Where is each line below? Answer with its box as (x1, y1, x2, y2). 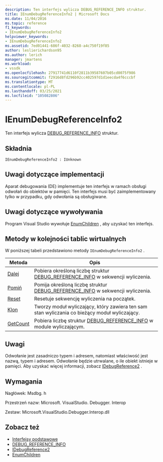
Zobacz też (5, 423, 40, 431)
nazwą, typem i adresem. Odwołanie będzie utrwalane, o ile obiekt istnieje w (5, 358, 158, 364)
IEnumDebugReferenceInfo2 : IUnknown (5, 157, 81, 162)
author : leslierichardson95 (5, 48, 62, 53)
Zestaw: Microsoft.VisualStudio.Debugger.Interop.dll (5, 409, 110, 415)
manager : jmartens (5, 57, 42, 62)
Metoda (9, 259, 28, 266)
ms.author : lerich (5, 52, 42, 57)
